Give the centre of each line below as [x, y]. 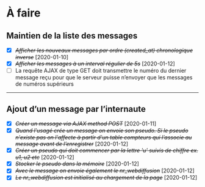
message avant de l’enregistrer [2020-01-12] [72, 144]
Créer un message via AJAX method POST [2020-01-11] [86, 123]
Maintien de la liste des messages [72, 36]
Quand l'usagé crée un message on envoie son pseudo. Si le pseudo [102, 131]
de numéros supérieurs [45, 84]
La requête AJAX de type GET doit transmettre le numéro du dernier [101, 71]
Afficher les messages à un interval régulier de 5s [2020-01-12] [95, 64]
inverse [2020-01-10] [42, 57]
